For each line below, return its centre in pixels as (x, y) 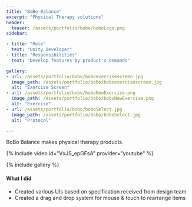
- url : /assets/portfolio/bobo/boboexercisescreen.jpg (75, 76)
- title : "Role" (26, 44)
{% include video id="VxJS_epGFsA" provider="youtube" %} (80, 153)
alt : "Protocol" (31, 120)
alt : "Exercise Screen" (40, 88)
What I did (19, 178)
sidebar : (17, 34)
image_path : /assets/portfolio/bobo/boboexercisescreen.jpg (87, 82)
